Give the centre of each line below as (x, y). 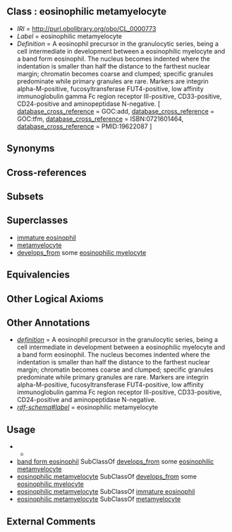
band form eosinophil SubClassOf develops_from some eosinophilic (115, 461)
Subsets (25, 196)
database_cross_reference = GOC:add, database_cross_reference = (116, 111)
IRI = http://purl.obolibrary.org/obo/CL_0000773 (86, 28)
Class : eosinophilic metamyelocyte (87, 12)
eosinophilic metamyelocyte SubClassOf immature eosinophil (106, 492)
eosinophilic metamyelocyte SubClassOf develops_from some (106, 477)
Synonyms (31, 149)
